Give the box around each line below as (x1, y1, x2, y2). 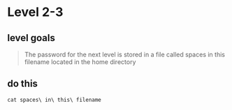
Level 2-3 (7, 4, 64, 20)
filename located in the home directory (24, 58, 136, 66)
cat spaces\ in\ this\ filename (7, 96, 101, 103)
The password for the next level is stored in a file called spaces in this (24, 50, 226, 58)
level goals (7, 32, 56, 44)
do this (7, 78, 38, 90)
